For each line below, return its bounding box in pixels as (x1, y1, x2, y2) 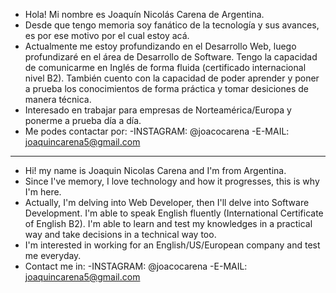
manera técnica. (24, 94, 92, 105)
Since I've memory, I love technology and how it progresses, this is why (24, 175, 320, 187)
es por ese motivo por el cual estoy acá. (24, 30, 190, 41)
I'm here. (24, 186, 62, 198)
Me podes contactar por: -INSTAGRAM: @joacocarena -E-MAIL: (24, 125, 290, 137)
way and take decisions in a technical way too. (24, 229, 217, 240)
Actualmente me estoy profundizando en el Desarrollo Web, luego (24, 40, 297, 52)
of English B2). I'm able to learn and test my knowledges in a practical (24, 218, 313, 229)
